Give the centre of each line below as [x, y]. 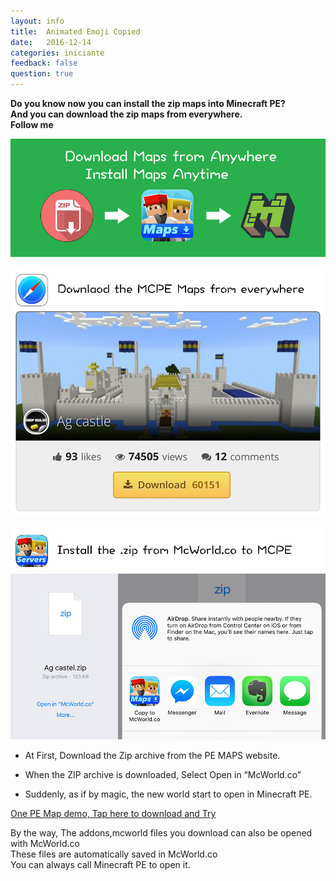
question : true [42, 74]
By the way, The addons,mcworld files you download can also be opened [161, 833]
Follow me [32, 124]
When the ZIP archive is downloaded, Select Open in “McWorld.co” [163, 775]
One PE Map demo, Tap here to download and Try [113, 814]
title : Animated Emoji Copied [75, 31]
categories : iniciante [57, 53]
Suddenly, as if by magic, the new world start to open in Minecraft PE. [168, 794]
